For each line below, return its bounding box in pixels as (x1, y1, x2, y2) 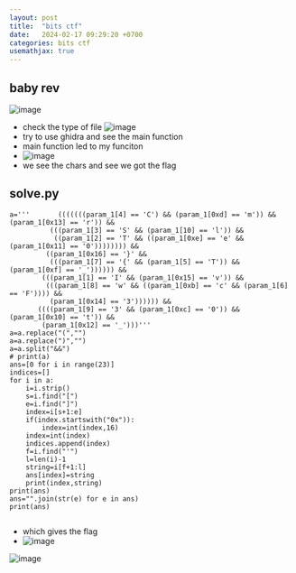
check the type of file (22, 121, 102, 132)
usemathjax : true (9, 47, 75, 56)
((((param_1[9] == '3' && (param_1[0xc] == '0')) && (37, 304, 241, 314)
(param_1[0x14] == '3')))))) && (49, 297, 171, 306)
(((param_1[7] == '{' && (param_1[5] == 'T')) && (49, 257, 241, 266)
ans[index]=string (25, 470, 95, 479)
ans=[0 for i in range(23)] (9, 360, 116, 369)
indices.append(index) (25, 439, 111, 448)
